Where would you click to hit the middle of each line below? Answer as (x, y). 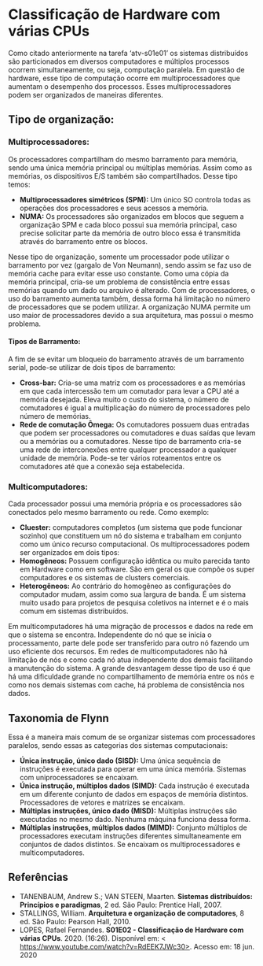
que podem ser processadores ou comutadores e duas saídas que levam (137, 433)
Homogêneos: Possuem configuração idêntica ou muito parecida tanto (135, 561)
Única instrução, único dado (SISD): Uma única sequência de (120, 761)
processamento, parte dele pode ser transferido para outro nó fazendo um (129, 643)
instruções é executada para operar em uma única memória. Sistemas (133, 768)
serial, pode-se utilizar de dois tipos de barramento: (92, 367)
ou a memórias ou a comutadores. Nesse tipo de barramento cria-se (130, 441)
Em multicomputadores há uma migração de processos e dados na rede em (131, 627)
